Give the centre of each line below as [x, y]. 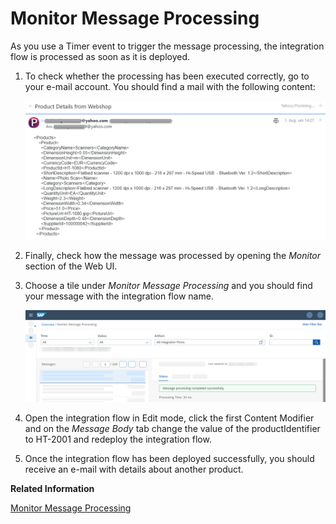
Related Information [52, 489]
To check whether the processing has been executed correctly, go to [167, 76]
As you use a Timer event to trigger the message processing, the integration [167, 46]
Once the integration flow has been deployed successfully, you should [169, 459]
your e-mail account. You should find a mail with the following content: [170, 86]
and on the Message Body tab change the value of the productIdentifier [172, 429]
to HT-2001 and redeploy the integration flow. [118, 439]
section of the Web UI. [71, 266]
